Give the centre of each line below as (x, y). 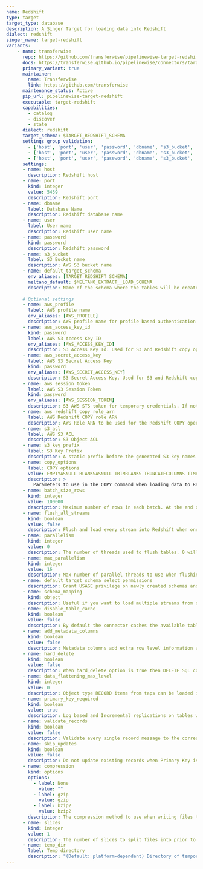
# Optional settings (48, 299)
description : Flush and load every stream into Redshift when (108, 530)
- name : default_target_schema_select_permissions (87, 581)
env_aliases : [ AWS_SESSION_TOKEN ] (71, 400)
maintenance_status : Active (58, 91)
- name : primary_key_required (60, 699)
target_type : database (35, 23)
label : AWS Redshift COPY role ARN (73, 417)
